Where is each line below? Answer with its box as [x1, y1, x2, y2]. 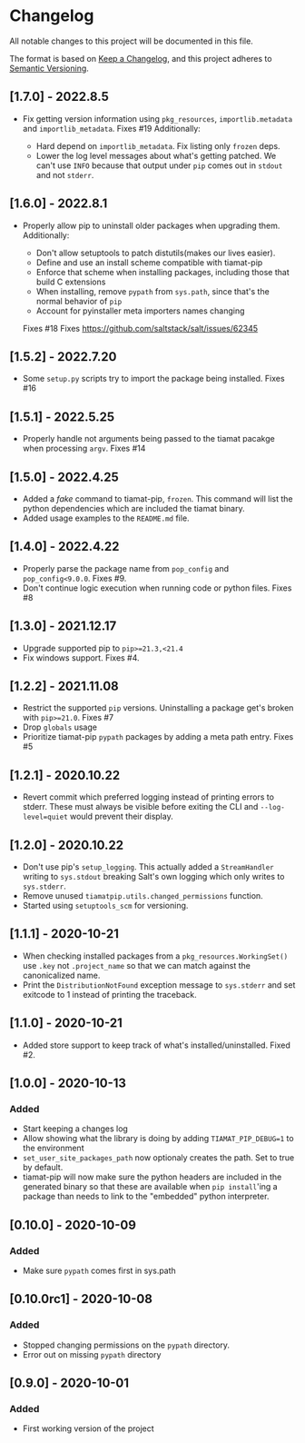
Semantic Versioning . [9, 63, 89, 74]
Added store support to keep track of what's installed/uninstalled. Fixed [22, 1040, 290, 1050]
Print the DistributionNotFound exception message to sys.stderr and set [22, 979, 296, 990]
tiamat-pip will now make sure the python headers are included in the [22, 1171, 282, 1182]
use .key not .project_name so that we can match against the [22, 960, 251, 970]
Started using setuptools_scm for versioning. [22, 901, 189, 911]
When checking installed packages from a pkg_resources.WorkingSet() [22, 950, 289, 961]
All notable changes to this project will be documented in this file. [9, 35, 254, 46]
